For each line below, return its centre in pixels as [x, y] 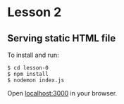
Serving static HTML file [62, 38]
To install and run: [33, 55]
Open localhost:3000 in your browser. [62, 93]
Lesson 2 [35, 12]
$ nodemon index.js [36, 80]
